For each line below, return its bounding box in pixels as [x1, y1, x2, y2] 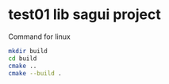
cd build [8, 54, 37, 63]
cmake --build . [8, 69, 62, 77]
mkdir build [8, 47, 48, 55]
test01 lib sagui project [8, 6, 161, 24]
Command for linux [8, 32, 71, 41]
